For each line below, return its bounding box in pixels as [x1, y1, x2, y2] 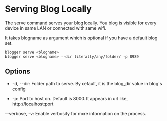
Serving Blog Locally [5, 3, 92, 15]
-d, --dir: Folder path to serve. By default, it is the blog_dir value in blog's [12, 80, 162, 86]
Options [5, 67, 31, 76]
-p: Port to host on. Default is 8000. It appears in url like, [12, 95, 128, 101]
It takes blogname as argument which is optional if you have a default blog [5, 35, 158, 41]
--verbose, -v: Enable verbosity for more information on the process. [5, 110, 146, 116]
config [12, 86, 26, 92]
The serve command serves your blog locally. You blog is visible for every [5, 20, 157, 26]
